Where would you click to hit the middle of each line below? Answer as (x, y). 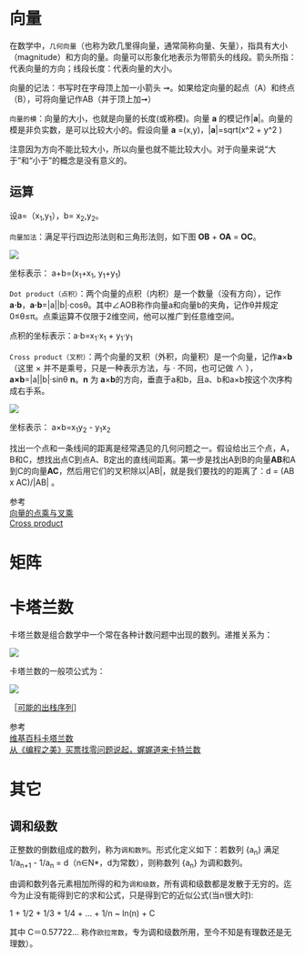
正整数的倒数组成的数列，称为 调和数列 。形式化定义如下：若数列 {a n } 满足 (145, 851)
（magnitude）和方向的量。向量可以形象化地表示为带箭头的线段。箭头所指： (153, 56)
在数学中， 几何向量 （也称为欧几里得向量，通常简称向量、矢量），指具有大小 (149, 45)
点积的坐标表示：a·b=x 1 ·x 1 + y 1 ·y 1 (71, 337)
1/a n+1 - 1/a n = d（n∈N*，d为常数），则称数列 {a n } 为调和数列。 (128, 863)
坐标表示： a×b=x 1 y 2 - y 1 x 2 (60, 428)
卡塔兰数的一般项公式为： (57, 671)
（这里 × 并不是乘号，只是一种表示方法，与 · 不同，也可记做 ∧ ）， (133, 368)
